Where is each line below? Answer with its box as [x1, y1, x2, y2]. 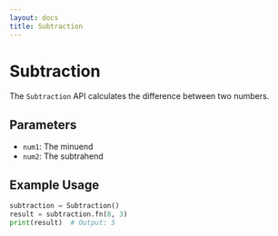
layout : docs [9, 13, 59, 23]
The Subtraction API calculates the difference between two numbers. [9, 91, 270, 102]
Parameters [9, 117, 77, 133]
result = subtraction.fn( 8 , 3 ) [9, 210, 128, 219]
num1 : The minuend [22, 142, 94, 152]
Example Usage [9, 177, 100, 192]
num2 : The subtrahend [22, 151, 104, 162]
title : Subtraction [9, 22, 84, 31]
